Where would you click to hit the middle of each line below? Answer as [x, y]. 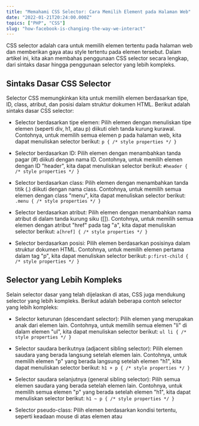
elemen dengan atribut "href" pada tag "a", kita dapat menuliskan [95, 225]
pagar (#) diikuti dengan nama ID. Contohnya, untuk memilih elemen [99, 160]
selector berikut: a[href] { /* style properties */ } [81, 232]
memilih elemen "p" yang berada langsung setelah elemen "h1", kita [98, 361]
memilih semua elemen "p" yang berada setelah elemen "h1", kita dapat [103, 392]
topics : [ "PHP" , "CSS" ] [36, 23]
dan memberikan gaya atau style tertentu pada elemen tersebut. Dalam [94, 52]
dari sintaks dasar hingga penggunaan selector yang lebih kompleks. [91, 65]
